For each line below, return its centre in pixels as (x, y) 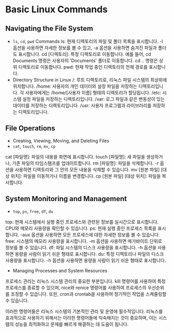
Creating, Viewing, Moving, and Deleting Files (61, 141)
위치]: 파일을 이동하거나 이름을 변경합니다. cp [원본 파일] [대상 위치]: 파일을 (85, 176)
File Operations (30, 129)
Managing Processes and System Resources (60, 270)
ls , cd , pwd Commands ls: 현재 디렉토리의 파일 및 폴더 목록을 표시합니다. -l (88, 41)
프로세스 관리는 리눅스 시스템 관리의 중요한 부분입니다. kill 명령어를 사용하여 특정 (85, 281)
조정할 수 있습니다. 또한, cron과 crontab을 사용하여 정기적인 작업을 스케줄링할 (89, 294)
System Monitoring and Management (66, 199)
